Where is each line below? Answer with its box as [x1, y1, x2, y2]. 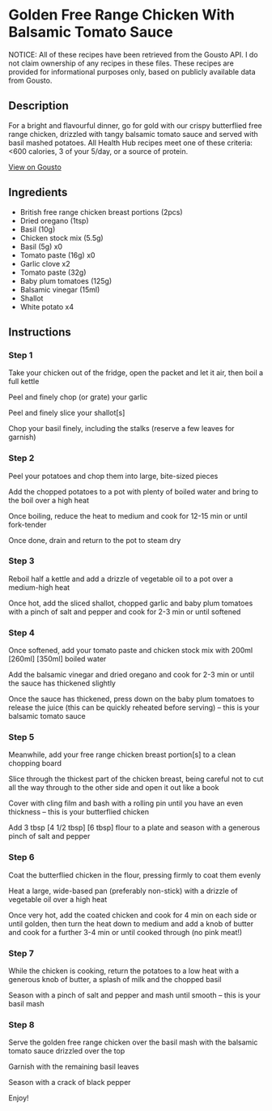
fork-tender [8, 519, 47, 529]
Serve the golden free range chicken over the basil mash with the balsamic [8, 1037, 258, 1047]
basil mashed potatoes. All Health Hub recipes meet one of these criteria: [8, 138, 253, 147]
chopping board [8, 758, 62, 768]
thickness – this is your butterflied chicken [8, 807, 150, 817]
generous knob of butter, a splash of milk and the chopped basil [8, 975, 222, 985]
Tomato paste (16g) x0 [19, 250, 96, 260]
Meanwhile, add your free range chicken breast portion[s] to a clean [8, 750, 236, 759]
